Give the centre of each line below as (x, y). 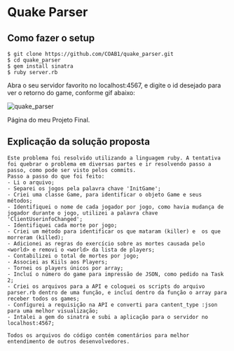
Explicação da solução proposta (79, 142)
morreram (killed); (36, 237)
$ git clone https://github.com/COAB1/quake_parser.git (90, 54)
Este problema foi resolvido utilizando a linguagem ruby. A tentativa (114, 158)
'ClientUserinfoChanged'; (45, 219)
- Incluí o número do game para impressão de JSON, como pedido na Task (116, 274)
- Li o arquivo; (31, 182)
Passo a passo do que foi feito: (56, 176)
